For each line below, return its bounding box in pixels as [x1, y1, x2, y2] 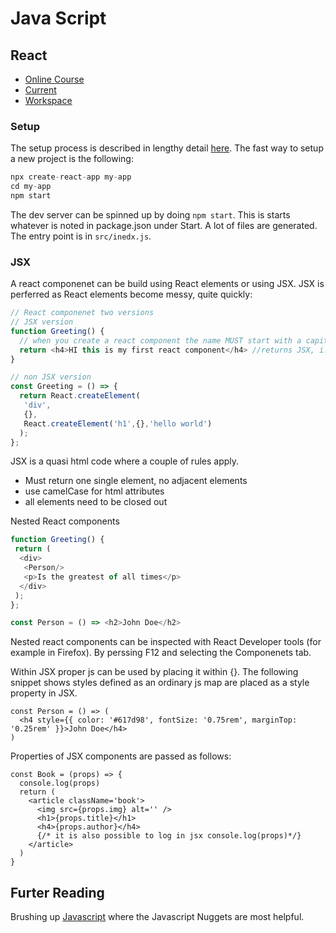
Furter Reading [10, 884, 105, 901]
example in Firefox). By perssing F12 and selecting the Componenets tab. [10, 647, 312, 659]
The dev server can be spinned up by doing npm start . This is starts [10, 208, 291, 221]
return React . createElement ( [19, 391, 141, 401]
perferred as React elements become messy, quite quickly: [10, 288, 253, 301]
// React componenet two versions [10, 308, 155, 318]
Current [24, 84, 57, 96]
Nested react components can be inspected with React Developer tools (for [10, 636, 322, 648]
